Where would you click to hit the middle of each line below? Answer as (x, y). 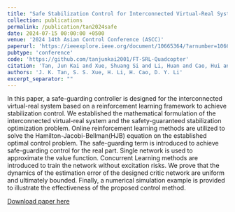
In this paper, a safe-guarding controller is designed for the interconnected (115, 99)
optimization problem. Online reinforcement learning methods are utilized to (116, 128)
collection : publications (45, 20)
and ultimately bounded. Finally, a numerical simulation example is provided (116, 181)
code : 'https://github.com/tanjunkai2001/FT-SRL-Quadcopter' (98, 59)
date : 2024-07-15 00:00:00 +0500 (56, 33)
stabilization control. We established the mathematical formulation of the (112, 113)
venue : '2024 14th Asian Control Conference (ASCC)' (86, 40)
